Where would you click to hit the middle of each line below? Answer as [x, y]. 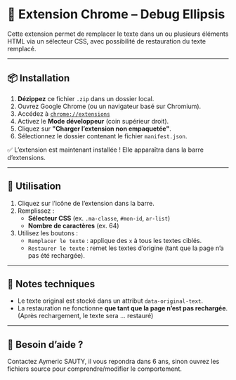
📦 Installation [39, 78]
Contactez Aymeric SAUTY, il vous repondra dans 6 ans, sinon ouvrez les [113, 362]
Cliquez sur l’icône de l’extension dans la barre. [86, 203]
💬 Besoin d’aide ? [45, 345]
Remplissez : [36, 211]
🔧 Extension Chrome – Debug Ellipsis [116, 14]
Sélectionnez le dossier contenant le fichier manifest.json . [102, 136]
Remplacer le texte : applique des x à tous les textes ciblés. [115, 240]
